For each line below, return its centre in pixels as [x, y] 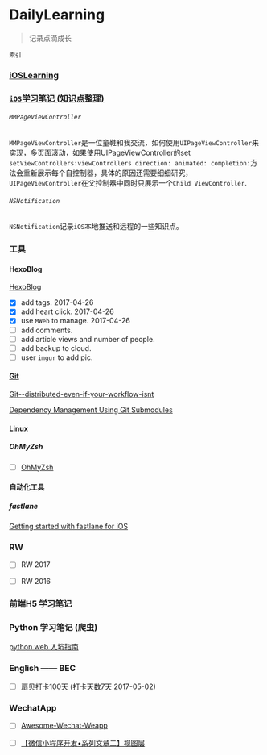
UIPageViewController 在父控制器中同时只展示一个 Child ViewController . [128, 182]
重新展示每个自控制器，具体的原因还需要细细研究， [107, 173]
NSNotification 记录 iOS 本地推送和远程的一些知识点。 [96, 227]
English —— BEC [43, 668]
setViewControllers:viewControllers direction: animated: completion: [130, 163]
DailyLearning [57, 15]
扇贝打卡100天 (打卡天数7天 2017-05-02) [88, 686]
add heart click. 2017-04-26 [68, 311]
